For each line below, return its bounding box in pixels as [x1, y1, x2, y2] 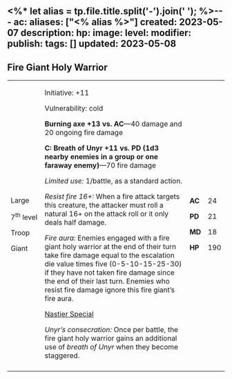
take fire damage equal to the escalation [44, 250, 175, 260]
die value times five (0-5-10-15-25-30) [44, 259, 182, 269]
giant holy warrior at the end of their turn [44, 242, 177, 252]
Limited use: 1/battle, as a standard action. [44, 176, 183, 186]
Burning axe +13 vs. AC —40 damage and [44, 119, 182, 129]
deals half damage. [44, 218, 107, 228]
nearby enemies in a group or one [44, 152, 159, 162]
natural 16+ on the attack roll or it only [44, 209, 169, 219]
